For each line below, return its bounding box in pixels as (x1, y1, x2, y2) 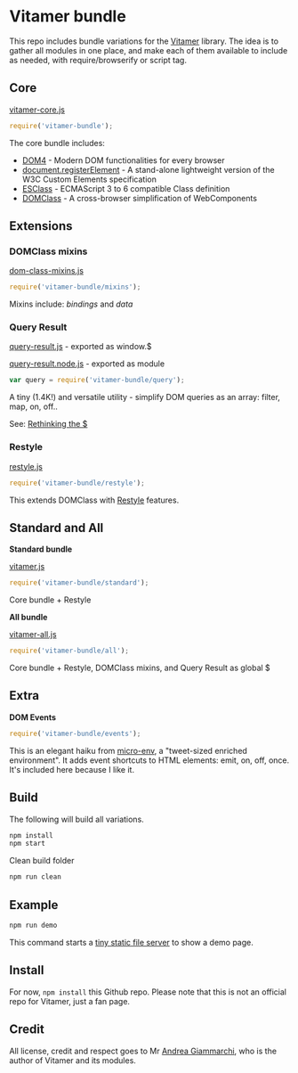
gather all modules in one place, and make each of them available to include (9, 45, 288, 55)
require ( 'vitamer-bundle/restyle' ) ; (9, 479, 145, 487)
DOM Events (9, 711, 56, 723)
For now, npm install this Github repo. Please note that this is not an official (9, 987, 287, 997)
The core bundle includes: (9, 137, 105, 148)
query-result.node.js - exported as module (9, 358, 165, 369)
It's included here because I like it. (9, 764, 135, 774)
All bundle (9, 612, 48, 623)
